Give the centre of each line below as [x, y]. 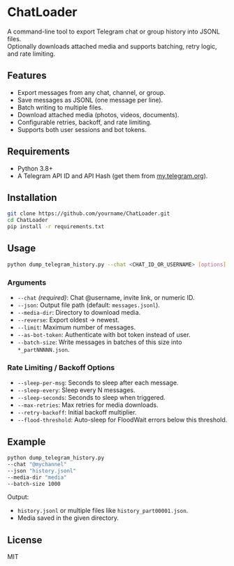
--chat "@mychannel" [37, 464]
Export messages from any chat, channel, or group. [91, 92]
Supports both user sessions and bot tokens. [82, 129]
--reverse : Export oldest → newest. [68, 320]
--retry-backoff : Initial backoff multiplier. [77, 412]
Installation [32, 197]
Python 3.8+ [35, 168]
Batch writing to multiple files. [60, 107]
